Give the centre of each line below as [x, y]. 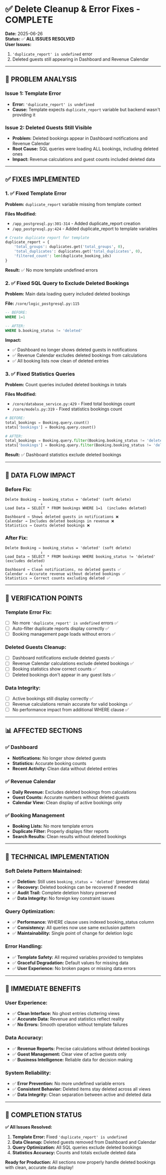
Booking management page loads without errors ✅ [64, 634]
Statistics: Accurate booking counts [49, 763]
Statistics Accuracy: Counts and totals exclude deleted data [74, 1152]
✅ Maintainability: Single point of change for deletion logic [73, 933]
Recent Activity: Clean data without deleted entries [65, 769]
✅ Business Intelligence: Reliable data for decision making [72, 1059]
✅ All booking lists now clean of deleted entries [60, 361]
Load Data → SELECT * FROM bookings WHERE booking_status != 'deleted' [80, 557]
